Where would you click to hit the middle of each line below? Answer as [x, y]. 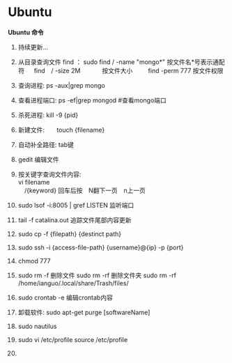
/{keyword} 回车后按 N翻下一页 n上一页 [85, 190]
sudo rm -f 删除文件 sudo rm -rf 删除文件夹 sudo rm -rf [97, 275]
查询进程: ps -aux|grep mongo [61, 85]
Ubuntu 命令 [26, 32]
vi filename [34, 182]
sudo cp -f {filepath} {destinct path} [69, 233]
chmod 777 [34, 261]
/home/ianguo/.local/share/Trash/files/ [73, 283]
